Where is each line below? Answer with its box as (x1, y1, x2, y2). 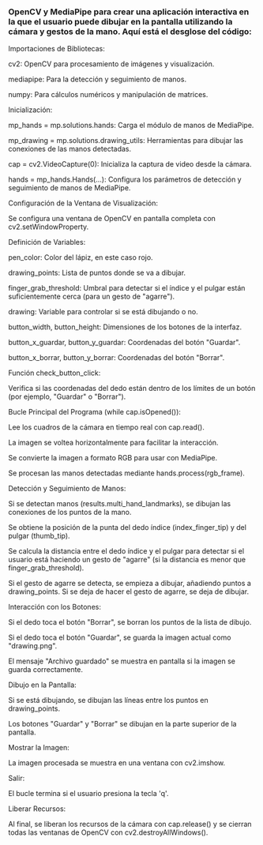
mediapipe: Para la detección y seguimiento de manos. (8, 74, 187, 84)
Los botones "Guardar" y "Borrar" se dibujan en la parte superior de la (8, 719, 237, 729)
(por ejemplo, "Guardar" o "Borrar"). (8, 392, 126, 401)
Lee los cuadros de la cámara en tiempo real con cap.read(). (8, 422, 205, 432)
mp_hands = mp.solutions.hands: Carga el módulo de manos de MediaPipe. (8, 121, 254, 130)
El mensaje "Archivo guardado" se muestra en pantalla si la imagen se (8, 656, 235, 666)
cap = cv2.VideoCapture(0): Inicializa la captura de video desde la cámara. (8, 160, 252, 169)
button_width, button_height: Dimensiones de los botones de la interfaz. (8, 322, 242, 332)
